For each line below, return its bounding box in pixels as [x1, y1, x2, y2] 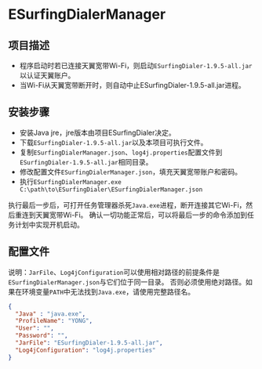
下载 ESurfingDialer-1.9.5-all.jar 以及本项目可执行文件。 [19, 137, 208, 147]
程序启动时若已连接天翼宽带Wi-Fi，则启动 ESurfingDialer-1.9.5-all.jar [19, 61, 253, 70]
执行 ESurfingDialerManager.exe [19, 176, 122, 186]
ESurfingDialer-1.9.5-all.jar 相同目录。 [19, 157, 153, 166]
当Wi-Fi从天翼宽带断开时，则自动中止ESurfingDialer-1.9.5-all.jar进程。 [19, 81, 246, 89]
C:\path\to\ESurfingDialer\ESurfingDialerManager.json [19, 186, 203, 194]
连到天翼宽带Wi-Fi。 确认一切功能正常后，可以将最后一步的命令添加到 [21, 210, 248, 219]
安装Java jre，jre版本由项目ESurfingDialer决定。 [19, 128, 176, 137]
